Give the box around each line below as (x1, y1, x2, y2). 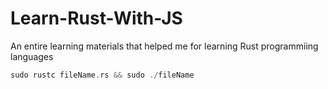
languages (10, 50, 54, 62)
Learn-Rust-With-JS (10, 7, 183, 30)
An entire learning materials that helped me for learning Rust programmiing (10, 40, 319, 52)
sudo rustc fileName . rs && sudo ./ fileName (10, 70, 195, 80)
